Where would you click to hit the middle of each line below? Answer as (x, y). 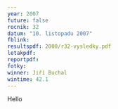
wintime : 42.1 (28, 79)
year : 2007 (23, 14)
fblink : (19, 40)
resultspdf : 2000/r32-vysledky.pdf (59, 46)
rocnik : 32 (23, 27)
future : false (28, 20)
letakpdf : (22, 53)
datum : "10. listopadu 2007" (50, 33)
